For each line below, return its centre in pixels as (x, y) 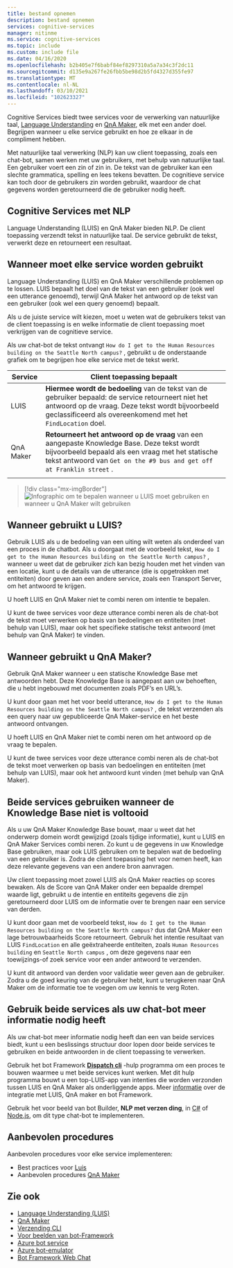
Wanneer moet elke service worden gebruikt (105, 264)
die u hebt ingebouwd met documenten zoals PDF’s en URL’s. (95, 688)
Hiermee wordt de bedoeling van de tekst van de (127, 388)
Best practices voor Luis (52, 1167)
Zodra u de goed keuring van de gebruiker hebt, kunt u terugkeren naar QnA (116, 980)
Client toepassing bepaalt (134, 376)
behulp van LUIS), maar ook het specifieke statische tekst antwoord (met (111, 627)
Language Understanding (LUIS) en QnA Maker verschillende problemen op (115, 281)
